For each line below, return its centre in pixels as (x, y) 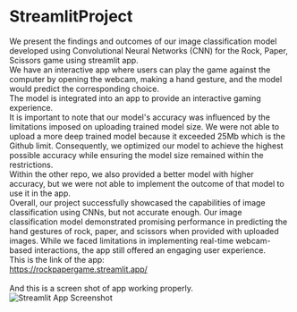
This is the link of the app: (57, 259)
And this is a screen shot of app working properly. (102, 288)
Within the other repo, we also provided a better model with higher (132, 174)
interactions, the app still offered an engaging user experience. (150, 250)
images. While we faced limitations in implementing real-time (122, 240)
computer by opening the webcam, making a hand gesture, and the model (146, 79)
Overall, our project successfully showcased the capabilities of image (137, 202)
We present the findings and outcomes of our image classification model (143, 41)
